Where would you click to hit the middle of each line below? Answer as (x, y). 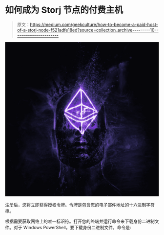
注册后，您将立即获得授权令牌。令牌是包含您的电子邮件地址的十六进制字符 (80, 205)
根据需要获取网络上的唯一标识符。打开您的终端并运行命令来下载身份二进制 (80, 221)
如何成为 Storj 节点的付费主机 (64, 10)
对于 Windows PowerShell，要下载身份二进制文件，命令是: (72, 227)
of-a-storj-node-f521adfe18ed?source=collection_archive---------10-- (88, 30)
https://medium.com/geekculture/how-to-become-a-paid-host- (94, 24)
